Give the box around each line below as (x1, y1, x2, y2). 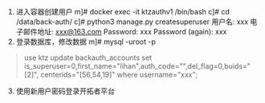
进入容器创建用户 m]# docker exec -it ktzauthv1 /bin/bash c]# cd (15, 7, 230, 16)
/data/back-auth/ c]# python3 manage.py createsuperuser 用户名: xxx (15, 17, 249, 26)
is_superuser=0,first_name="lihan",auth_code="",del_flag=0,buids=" (23, 61, 251, 70)
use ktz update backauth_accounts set (23, 53, 153, 62)
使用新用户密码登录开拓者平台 (15, 86, 115, 96)
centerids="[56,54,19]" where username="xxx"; (39, 70, 198, 79)
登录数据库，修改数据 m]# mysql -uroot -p (15, 37, 157, 46)
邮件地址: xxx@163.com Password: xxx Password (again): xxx (22, 27, 227, 36)
